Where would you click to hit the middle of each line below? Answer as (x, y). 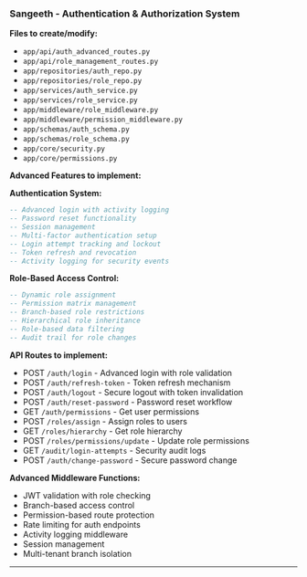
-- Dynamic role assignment (63, 295)
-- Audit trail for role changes (73, 337)
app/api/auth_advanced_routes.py (86, 52)
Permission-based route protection (89, 515)
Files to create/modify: (53, 34)
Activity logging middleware (75, 534)
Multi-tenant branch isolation (77, 553)
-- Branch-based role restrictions (77, 312)
